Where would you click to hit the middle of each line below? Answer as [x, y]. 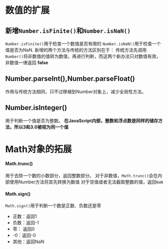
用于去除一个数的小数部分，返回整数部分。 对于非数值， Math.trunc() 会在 [81, 176]
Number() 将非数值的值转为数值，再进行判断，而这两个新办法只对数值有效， [83, 56]
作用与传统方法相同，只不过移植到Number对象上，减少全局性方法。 [76, 91]
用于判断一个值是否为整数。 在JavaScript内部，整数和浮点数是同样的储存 [82, 120]
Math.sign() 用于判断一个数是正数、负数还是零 [53, 206]
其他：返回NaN [28, 242]
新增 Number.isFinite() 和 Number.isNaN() [68, 31]
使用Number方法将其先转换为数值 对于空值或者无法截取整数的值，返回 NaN [86, 182]
